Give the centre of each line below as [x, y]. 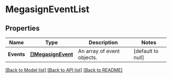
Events [17, 54]
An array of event [99, 51]
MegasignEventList [47, 9]
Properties [23, 28]
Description [103, 43]
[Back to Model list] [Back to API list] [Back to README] [64, 70]
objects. [88, 57]
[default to [146, 51]
